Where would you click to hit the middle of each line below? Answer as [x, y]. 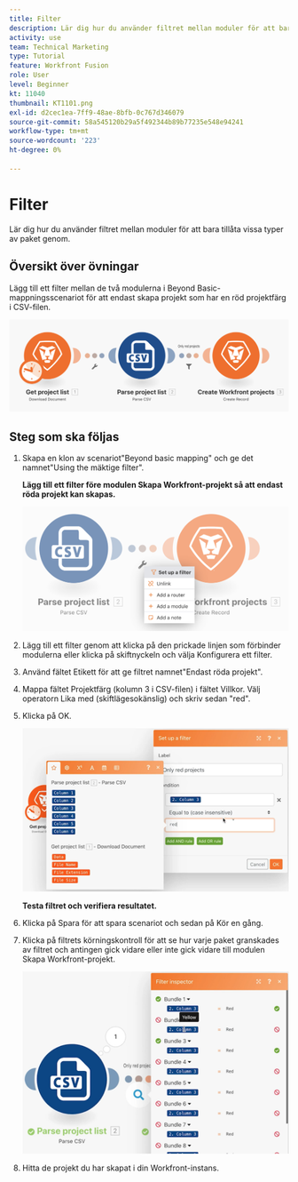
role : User [29, 76]
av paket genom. [40, 238]
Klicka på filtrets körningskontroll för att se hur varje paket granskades [150, 940]
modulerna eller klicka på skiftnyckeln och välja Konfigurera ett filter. [147, 654]
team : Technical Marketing [59, 47]
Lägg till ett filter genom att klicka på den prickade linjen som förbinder [151, 645]
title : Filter [35, 19]
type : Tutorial [37, 56]
